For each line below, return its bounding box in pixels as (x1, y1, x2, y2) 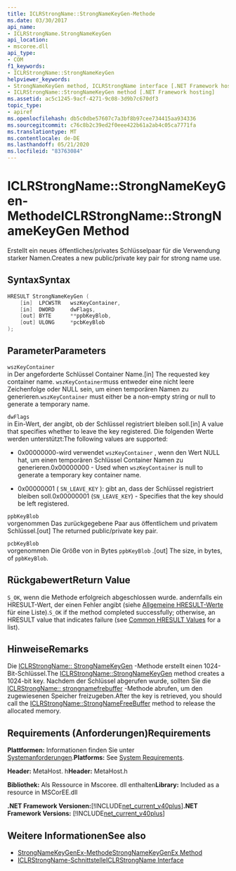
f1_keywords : (7, 63, 46, 70)
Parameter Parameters (7, 345, 107, 357)
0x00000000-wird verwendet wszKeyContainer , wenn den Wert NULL (17, 448, 220, 456)
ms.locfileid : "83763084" (7, 148, 83, 155)
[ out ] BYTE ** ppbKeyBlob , (20, 313, 112, 320)
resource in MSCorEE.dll (7, 788, 78, 796)
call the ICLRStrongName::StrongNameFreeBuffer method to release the (7, 699, 216, 708)
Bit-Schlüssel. (7, 670, 48, 678)
